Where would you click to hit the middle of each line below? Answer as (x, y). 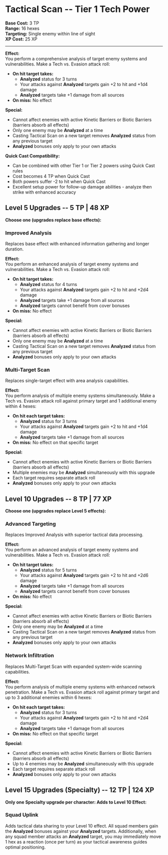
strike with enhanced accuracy (44, 192)
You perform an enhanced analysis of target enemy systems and (72, 264)
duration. (14, 249)
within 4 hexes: (21, 406)
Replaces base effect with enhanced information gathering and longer (77, 244)
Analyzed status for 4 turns (48, 284)
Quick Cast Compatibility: (32, 155)
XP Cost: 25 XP (21, 39)
